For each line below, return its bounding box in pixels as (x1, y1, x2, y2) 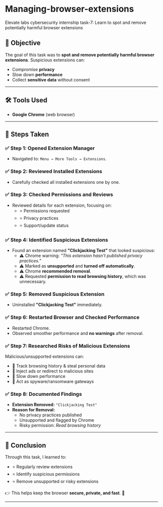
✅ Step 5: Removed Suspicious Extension (5, 291, 105, 298)
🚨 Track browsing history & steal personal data (12, 363, 106, 369)
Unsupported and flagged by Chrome (19, 417, 95, 423)
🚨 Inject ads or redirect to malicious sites (12, 368, 94, 374)
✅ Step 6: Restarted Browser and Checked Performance (5, 314, 140, 321)
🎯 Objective (5, 39, 41, 47)
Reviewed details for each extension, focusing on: (12, 202, 112, 208)
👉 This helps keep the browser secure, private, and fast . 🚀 (5, 490, 125, 496)
